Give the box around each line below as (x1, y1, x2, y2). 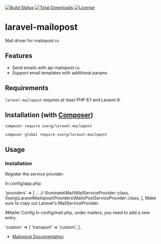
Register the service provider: (5, 171, 64, 177)
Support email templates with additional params (12, 70, 108, 75)
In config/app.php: (5, 180, 42, 187)
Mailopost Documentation (12, 234, 64, 240)
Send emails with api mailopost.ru (12, 65, 80, 70)
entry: (5, 215, 17, 221)
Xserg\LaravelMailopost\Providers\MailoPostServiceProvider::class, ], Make (5, 195, 156, 201)
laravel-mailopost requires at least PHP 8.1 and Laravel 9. (5, 97, 121, 103)
